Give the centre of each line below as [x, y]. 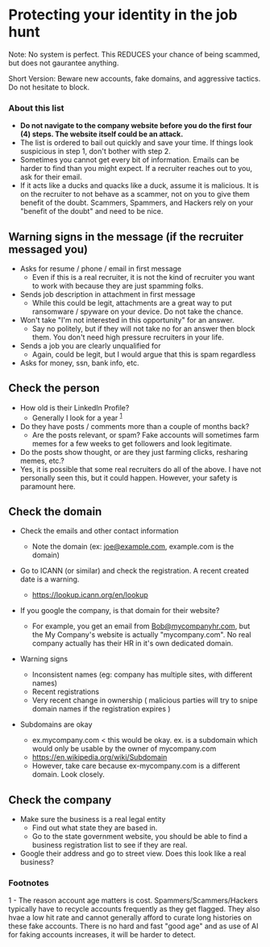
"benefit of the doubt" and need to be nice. [91, 211]
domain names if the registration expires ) [101, 709]
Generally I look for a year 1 [77, 417]
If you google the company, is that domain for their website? [120, 611]
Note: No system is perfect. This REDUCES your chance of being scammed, [134, 54]
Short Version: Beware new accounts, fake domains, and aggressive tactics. [135, 78]
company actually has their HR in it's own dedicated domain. [133, 644]
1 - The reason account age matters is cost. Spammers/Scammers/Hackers [133, 900]
